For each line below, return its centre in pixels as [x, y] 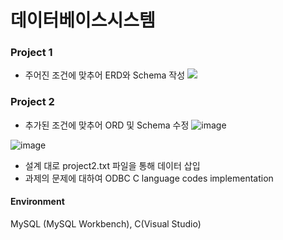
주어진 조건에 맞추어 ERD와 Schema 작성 [105, 75]
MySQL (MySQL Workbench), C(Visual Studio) [106, 223]
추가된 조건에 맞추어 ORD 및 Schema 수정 [107, 125]
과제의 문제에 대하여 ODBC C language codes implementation [149, 178]
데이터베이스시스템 [83, 20]
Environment [37, 202]
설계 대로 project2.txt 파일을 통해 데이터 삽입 [112, 165]
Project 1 [31, 53]
